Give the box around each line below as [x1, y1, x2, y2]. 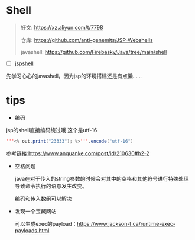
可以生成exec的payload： [14, 220, 77, 227]
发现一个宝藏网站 [14, 207, 57, 215]
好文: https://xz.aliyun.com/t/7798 [20, 24, 103, 31]
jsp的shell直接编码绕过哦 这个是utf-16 [6, 126, 97, 133]
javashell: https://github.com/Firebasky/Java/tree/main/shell [20, 48, 167, 55]
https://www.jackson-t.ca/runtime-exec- [76, 220, 176, 227]
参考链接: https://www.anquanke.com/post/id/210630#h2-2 [6, 149, 149, 157]
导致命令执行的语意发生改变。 [14, 182, 87, 190]
